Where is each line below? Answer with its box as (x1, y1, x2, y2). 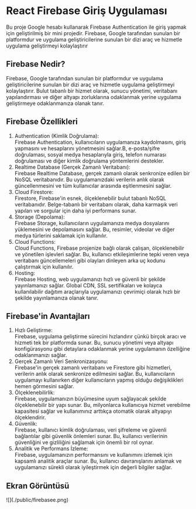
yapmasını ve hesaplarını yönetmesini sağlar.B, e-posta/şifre (14, 145, 160, 152)
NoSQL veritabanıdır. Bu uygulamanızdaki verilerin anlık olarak (14, 176, 165, 183)
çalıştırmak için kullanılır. (14, 263, 74, 270)
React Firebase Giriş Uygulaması (6, 4, 168, 18)
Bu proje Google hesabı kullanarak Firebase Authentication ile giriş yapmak (6, 23, 187, 30)
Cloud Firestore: (14, 188, 54, 195)
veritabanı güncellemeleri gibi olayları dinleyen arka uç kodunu (14, 257, 166, 264)
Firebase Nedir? (6, 59, 66, 69)
